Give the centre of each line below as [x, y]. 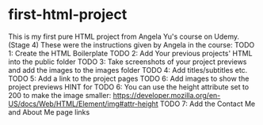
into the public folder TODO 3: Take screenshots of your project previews [128, 62]
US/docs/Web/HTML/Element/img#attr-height [83, 104]
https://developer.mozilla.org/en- [167, 95]
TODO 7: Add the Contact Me [208, 104]
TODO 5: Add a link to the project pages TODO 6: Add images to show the [129, 78]
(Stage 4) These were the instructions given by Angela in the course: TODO [131, 44]
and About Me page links [49, 112]
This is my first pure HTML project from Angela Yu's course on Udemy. [124, 36]
